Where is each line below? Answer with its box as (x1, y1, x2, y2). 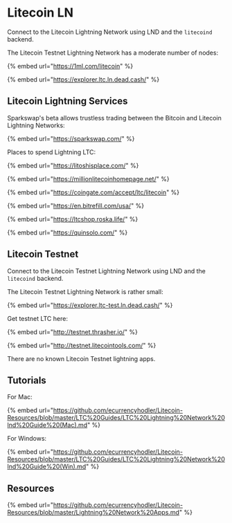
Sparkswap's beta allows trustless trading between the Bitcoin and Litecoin (7, 113, 222, 122)
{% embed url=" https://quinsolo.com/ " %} (7, 228, 128, 237)
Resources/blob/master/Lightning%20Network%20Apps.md (7, 508, 180, 517)
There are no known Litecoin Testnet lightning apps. (7, 354, 156, 363)
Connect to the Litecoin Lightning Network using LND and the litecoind (7, 28, 213, 36)
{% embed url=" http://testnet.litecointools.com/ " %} (7, 341, 157, 349)
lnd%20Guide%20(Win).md (7, 462, 87, 471)
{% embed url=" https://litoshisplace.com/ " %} (7, 161, 139, 169)
